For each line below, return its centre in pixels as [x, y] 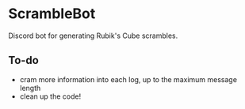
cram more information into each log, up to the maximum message [128, 79]
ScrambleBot [52, 14]
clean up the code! [50, 96]
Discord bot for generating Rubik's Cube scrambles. [93, 36]
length [30, 88]
